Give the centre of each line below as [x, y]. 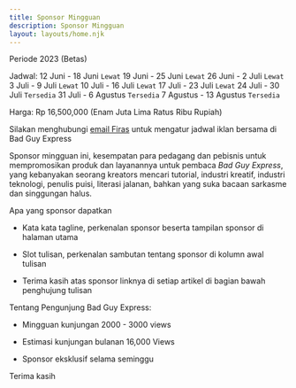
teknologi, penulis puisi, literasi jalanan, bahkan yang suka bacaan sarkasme [148, 184]
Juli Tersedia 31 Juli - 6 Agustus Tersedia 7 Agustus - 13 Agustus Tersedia [144, 95]
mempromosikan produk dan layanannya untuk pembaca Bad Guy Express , [146, 166]
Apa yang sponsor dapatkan [61, 211]
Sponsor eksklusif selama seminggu [88, 359]
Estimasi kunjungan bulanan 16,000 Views [98, 342]
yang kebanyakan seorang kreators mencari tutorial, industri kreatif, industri [147, 175]
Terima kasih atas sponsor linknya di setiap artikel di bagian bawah [144, 281]
